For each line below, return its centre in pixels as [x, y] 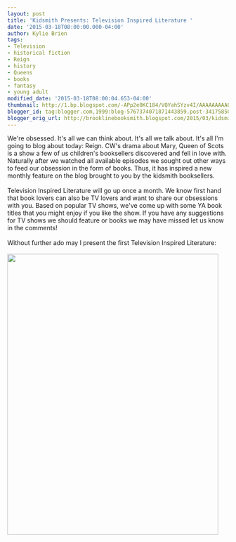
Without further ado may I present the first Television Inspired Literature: [112, 242]
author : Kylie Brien [38, 33]
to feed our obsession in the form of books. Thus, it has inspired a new [110, 168]
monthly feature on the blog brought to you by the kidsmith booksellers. [111, 176]
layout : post [26, 14]
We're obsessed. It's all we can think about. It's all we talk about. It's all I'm [116, 138]
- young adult [28, 92]
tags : [15, 40]
